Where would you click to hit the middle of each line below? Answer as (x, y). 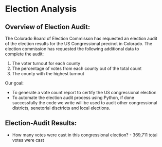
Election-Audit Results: (41, 123)
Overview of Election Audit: (48, 27)
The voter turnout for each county (46, 63)
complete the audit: (24, 54)
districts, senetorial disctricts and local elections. (61, 108)
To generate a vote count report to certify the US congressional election (84, 92)
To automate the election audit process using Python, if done (73, 98)
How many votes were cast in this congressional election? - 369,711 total (85, 135)
